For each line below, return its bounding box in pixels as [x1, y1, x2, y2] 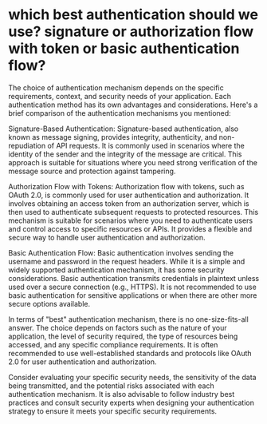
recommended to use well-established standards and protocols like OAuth [8, 348, 253, 358]
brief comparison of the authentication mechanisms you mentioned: [8, 108, 231, 117]
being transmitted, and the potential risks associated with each [8, 381, 214, 390]
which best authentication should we [8, 6, 259, 24]
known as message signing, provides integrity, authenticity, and [8, 132, 218, 141]
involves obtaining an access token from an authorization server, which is [8, 198, 249, 208]
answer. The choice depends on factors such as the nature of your [8, 323, 227, 332]
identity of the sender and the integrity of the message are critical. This [8, 149, 242, 159]
